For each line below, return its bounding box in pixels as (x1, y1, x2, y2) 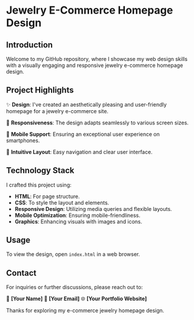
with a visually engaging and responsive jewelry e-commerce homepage (6, 62, 183, 69)
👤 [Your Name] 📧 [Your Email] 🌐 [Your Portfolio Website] (6, 295, 147, 302)
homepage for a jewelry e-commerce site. (6, 107, 109, 114)
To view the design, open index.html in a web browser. (6, 251, 140, 258)
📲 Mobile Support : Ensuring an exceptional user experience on (6, 130, 160, 137)
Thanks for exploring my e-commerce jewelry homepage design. (6, 307, 164, 314)
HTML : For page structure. (14, 193, 80, 200)
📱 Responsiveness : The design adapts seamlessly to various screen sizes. (6, 119, 189, 126)
